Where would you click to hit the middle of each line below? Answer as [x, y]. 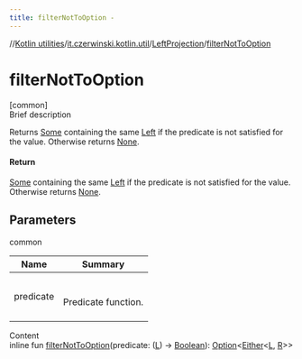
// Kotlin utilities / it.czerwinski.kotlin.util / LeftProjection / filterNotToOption [140, 43]
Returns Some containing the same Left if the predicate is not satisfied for [146, 132]
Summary [103, 264]
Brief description [41, 115]
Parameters [43, 221]
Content [24, 336]
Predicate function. [103, 301]
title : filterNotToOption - [62, 18]
